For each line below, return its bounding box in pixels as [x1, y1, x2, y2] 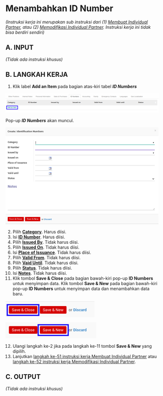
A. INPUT [5, 43, 33, 52]
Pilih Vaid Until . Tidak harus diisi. [12, 260, 79, 266]
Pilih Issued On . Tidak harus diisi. [12, 244, 80, 251]
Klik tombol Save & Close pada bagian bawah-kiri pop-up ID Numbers [12, 275, 153, 281]
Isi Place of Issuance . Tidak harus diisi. [12, 250, 92, 255]
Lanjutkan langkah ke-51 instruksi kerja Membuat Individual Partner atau [12, 354, 157, 360]
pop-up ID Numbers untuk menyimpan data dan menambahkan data [12, 286, 150, 292]
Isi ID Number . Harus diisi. [12, 234, 65, 240]
